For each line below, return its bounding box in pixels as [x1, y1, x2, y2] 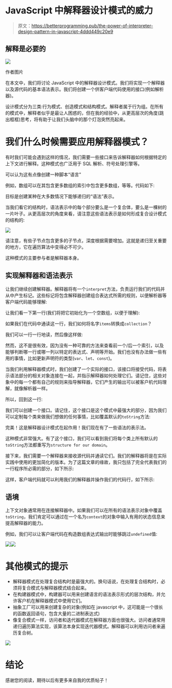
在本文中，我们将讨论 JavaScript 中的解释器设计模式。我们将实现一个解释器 [5, 80, 165, 86]
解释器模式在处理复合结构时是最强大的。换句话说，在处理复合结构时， [12, 578, 161, 585]
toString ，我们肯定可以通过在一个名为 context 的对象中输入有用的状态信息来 [5, 514, 165, 520]
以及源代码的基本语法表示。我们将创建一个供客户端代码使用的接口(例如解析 [5, 86, 164, 92]
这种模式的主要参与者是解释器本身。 [5, 254, 82, 261]
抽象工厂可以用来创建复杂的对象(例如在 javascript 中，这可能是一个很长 [12, 604, 163, 611]
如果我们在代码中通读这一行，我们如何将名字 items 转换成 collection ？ [5, 320, 152, 326]
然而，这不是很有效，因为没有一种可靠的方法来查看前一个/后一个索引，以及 [5, 342, 164, 348]
